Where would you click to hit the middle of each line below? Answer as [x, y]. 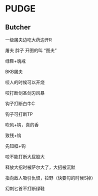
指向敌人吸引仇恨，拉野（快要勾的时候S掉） [50, 178]
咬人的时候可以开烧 [25, 82]
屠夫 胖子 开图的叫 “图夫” [31, 50]
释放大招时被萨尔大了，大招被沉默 [40, 167]
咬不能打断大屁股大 [25, 156]
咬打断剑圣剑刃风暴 [25, 93]
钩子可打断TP [19, 114]
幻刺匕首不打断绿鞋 [25, 188]
